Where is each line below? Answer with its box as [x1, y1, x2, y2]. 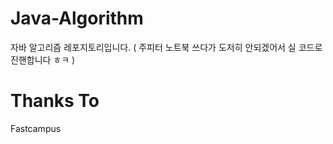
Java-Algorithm [10, 7, 144, 30]
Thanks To [10, 90, 100, 112]
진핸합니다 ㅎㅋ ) [10, 53, 76, 66]
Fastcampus [10, 122, 62, 134]
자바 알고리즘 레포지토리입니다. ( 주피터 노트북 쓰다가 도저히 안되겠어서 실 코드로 [10, 41, 323, 53]
